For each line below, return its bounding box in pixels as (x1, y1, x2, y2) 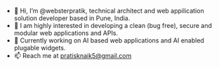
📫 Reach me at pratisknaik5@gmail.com (13, 52, 132, 59)
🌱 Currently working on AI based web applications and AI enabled (13, 36, 205, 45)
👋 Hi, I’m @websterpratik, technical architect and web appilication (13, 7, 205, 15)
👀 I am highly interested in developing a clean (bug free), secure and (13, 22, 212, 29)
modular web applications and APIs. (13, 29, 118, 37)
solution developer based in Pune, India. (13, 14, 131, 22)
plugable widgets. (13, 44, 66, 52)
